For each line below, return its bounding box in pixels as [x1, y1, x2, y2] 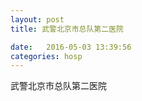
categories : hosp [10, 51, 83, 61]
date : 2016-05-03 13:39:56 [10, 42, 132, 52]
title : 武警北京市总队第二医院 [10, 24, 124, 34]
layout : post [10, 14, 65, 25]
